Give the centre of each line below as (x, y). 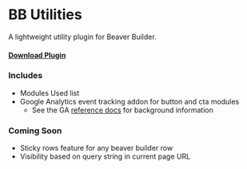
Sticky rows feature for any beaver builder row (96, 148)
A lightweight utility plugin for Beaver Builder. (83, 37)
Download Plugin (37, 55)
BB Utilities (45, 15)
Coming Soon (35, 131)
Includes (26, 76)
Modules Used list (50, 92)
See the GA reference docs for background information (122, 110)
